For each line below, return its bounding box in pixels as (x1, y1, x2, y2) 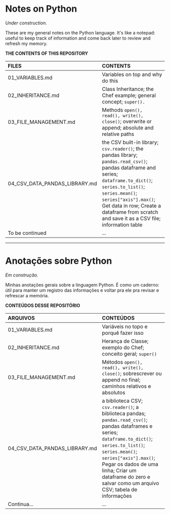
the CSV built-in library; (102, 139, 159, 146)
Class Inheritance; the (102, 85, 154, 92)
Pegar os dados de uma (102, 460, 158, 467)
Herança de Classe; (102, 337, 149, 345)
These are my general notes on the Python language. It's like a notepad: (5, 29, 155, 36)
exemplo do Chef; (102, 344, 144, 351)
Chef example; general (102, 92, 156, 99)
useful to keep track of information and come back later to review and (5, 35, 151, 41)
